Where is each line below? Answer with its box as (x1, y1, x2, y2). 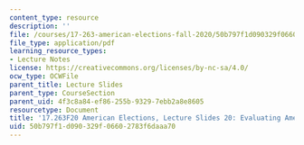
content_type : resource (9, 13, 100, 23)
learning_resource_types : (9, 47, 107, 56)
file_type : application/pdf (9, 38, 116, 48)
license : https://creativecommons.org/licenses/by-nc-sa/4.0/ (9, 64, 249, 73)
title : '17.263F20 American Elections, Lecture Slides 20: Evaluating (9, 113, 281, 122)
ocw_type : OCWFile (9, 72, 79, 81)
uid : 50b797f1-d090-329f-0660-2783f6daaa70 (9, 122, 176, 131)
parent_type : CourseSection (9, 88, 116, 97)
